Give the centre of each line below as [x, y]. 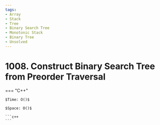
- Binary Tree [20, 38]
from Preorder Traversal [55, 77]
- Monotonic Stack [24, 33]
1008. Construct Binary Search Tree [80, 66]
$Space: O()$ [19, 108]
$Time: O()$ [17, 99]
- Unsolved [16, 42]
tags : [11, 10]
